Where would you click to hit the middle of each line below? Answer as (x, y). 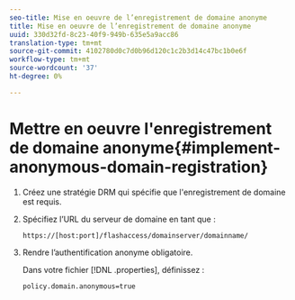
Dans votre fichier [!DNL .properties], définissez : (113, 269)
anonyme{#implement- (191, 147)
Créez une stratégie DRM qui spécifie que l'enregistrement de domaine (154, 192)
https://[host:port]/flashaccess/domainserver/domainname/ (135, 235)
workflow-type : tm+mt (50, 59)
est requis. (42, 201)
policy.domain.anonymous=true (79, 286)
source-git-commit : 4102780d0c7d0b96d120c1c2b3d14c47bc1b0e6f (128, 51)
